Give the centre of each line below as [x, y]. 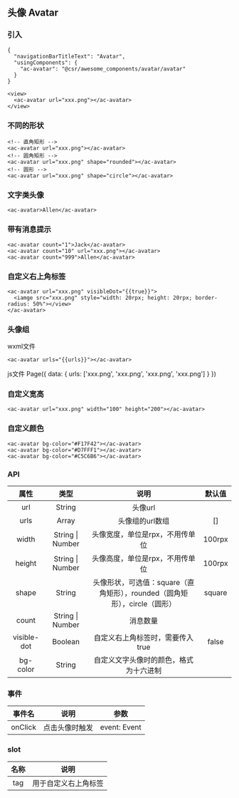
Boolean [66, 642]
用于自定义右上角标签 [68, 783]
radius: [19, 304]
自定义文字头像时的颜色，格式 [144, 660]
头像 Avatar [33, 13]
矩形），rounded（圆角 [144, 594]
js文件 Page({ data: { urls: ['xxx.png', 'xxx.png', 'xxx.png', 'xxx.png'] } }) [112, 374]
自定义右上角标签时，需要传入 [144, 638]
